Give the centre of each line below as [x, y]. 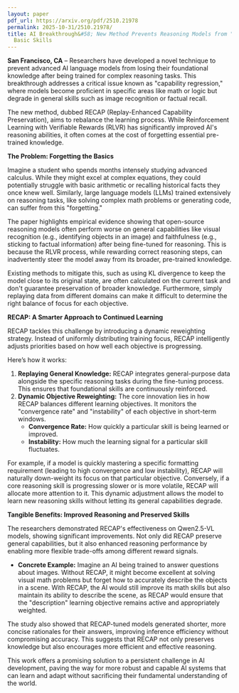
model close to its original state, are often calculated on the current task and [119, 281]
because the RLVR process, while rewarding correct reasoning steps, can [115, 252]
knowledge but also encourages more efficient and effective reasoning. [112, 647]
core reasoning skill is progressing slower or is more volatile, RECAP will [113, 486]
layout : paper [28, 14]
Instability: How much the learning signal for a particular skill [118, 442]
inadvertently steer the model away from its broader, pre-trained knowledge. [119, 260]
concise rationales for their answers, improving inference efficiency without [118, 632]
